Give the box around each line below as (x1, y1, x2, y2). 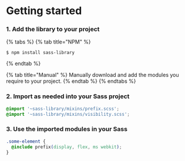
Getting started (6, 4, 82, 18)
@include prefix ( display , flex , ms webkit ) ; (11, 144, 122, 150)
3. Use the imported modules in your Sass (6, 125, 128, 133)
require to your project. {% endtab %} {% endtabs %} (6, 78, 136, 85)
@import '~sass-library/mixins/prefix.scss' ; (6, 106, 119, 112)
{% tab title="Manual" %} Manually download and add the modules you (6, 72, 179, 79)
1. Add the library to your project (6, 25, 100, 33)
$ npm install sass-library (6, 50, 75, 56)
